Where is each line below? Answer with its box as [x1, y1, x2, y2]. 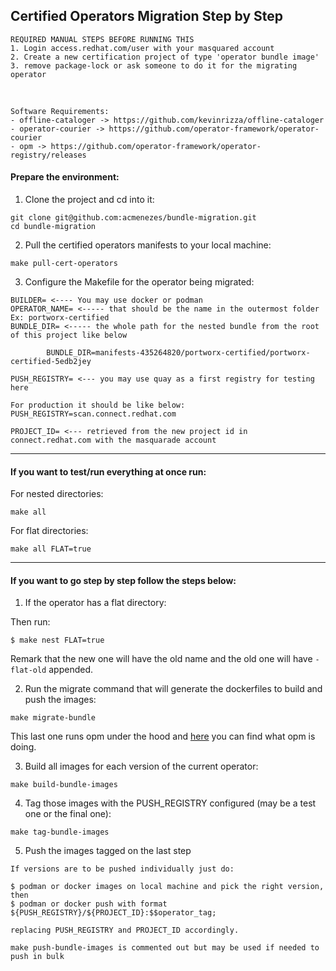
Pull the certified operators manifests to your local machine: [24, 239, 272, 251]
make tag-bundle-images [10, 827, 110, 838]
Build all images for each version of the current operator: [24, 760, 259, 773]
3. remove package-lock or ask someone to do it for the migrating [10, 60, 298, 71]
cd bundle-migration [10, 222, 97, 232]
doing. [10, 741, 37, 753]
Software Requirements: [10, 106, 110, 116]
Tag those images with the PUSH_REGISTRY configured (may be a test [24, 797, 317, 809]
